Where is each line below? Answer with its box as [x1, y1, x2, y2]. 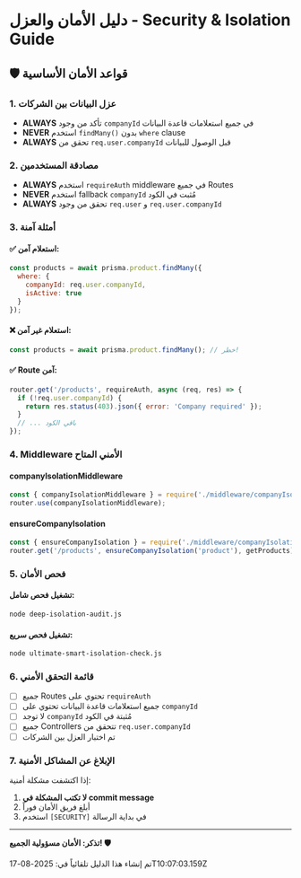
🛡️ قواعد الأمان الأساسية [9, 66, 128, 81]
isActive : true [25, 288, 82, 297]
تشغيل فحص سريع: [9, 629, 73, 640]
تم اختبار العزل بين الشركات [21, 731, 116, 742]
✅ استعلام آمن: [9, 243, 60, 254]
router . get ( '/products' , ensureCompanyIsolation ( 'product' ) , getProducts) [9, 547, 295, 556]
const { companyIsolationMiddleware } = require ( [9, 490, 199, 499]
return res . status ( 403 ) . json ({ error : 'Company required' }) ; [25, 401, 262, 411]
